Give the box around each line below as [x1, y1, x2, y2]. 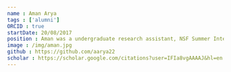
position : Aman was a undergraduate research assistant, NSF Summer [7, 36, 211, 43]
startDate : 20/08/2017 [7, 29, 72, 36]
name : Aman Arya [7, 10, 57, 17]
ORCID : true [7, 23, 45, 29]
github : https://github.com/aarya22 [7, 49, 115, 56]
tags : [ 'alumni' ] [7, 16, 60, 23]
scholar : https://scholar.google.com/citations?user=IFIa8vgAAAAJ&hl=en [7, 55, 223, 62]
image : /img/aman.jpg [7, 42, 72, 49]
